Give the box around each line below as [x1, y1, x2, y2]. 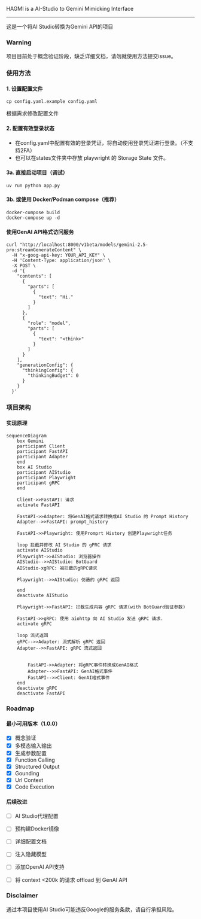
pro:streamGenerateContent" [6, 247, 77, 253]
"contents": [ [17, 273, 52, 279]
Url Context [14, 776, 44, 783]
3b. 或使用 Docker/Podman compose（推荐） [6, 196, 120, 203]
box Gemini [17, 438, 44, 445]
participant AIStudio [17, 470, 71, 476]
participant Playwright [17, 475, 77, 481]
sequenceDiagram [6, 433, 47, 439]
